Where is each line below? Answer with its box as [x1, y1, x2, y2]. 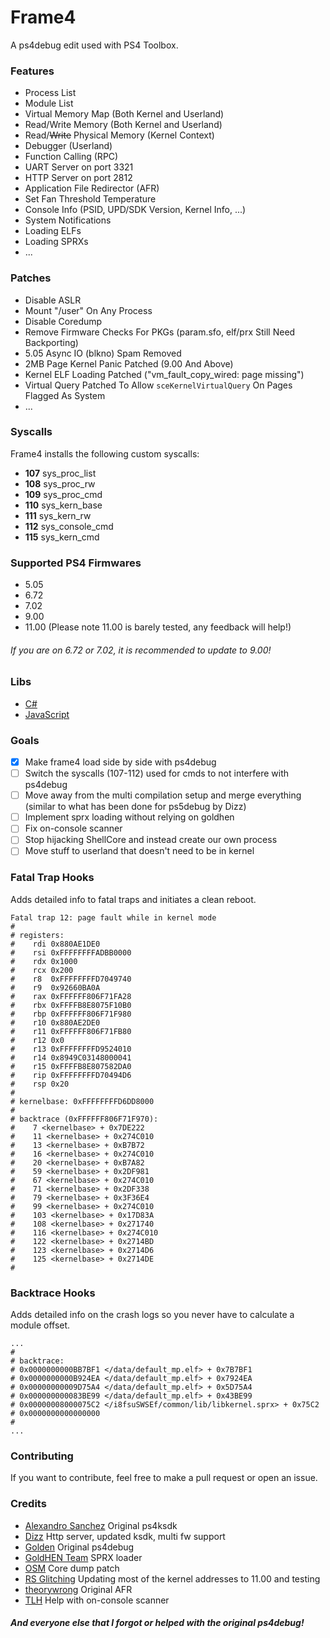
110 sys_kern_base [24, 499, 103, 511]
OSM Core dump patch [24, 1562, 120, 1574]
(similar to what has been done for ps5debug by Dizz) [24, 801, 247, 813]
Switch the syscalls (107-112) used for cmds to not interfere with [24, 767, 290, 780]
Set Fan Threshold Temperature [24, 193, 157, 205]
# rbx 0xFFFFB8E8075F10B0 [10, 1000, 132, 1010]
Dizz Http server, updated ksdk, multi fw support [24, 1530, 226, 1542]
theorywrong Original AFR [24, 1583, 133, 1595]
